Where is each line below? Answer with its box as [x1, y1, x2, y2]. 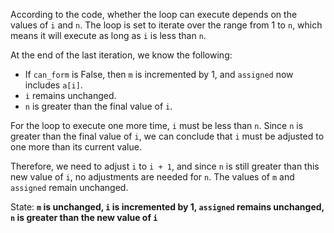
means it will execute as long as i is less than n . [10, 30, 207, 41]
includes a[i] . [24, 79, 83, 91]
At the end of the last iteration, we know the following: [10, 49, 233, 61]
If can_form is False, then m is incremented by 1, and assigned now [24, 69, 294, 80]
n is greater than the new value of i [10, 212, 158, 223]
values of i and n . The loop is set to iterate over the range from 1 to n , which [10, 19, 323, 31]
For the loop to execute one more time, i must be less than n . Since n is [10, 120, 304, 131]
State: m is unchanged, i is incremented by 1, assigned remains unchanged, [10, 201, 325, 213]
